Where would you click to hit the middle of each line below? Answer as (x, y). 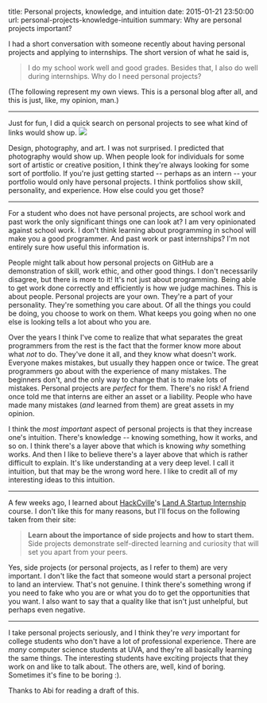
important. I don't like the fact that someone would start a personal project (130, 576)
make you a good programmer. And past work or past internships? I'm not (129, 239)
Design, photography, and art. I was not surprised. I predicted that (116, 148)
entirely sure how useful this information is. (79, 247)
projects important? (40, 28)
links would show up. (43, 132)
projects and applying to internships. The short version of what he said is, (129, 52)
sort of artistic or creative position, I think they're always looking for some (129, 165)
